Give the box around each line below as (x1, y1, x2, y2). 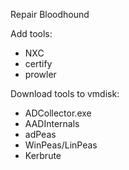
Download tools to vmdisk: (10, 88, 120, 99)
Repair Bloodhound (10, 9, 90, 20)
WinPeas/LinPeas (24, 139, 98, 151)
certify (24, 58, 53, 69)
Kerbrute (24, 150, 62, 161)
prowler (24, 69, 57, 80)
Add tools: (10, 28, 53, 39)
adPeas (24, 129, 57, 140)
